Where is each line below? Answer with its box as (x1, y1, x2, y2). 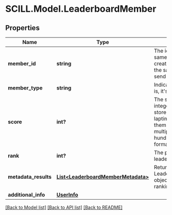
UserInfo (56, 191, 78, 198)
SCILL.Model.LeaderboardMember (5, 3, 157, 15)
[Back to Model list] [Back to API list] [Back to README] (5, 204, 123, 210)
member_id (8, 60, 36, 67)
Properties (5, 24, 40, 32)
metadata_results (8, 174, 52, 180)
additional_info (8, 191, 45, 198)
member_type (8, 84, 42, 91)
